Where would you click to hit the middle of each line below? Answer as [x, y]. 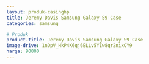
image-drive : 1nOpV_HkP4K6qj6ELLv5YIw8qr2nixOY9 [69, 46]
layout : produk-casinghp [38, 12]
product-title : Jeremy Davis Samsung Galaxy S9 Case [75, 40]
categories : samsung [33, 23]
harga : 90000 [23, 52]
